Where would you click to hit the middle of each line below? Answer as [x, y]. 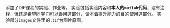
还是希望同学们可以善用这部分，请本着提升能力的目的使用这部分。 [87, 14]
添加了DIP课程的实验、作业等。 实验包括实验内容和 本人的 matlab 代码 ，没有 [83, 8]
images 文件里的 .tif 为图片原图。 [52, 20]
